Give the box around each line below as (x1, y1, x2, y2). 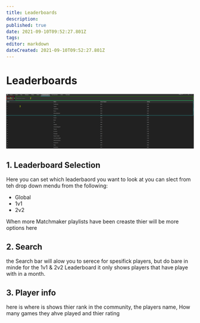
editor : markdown (6, 41, 49, 47)
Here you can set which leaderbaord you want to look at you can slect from (6, 176, 191, 183)
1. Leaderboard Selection (6, 160, 101, 170)
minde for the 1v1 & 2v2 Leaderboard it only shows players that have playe (6, 264, 189, 271)
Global (14, 194, 31, 201)
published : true (6, 22, 46, 28)
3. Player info (6, 287, 57, 298)
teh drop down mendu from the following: (6, 182, 108, 189)
